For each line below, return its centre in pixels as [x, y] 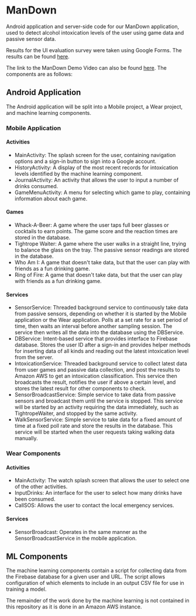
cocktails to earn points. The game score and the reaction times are [96, 232]
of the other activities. [41, 486]
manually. [26, 438]
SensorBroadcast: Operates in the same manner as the [81, 532]
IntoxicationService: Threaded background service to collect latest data [101, 363]
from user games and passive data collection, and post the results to [97, 370]
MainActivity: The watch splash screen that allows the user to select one [102, 481]
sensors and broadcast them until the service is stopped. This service [99, 401]
